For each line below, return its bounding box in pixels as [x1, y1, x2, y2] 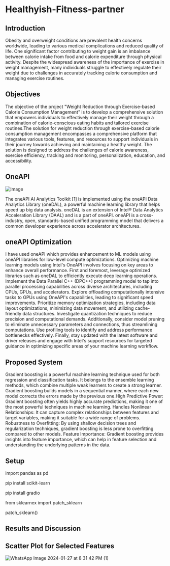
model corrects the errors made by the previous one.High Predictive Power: [5, 393, 163, 399]
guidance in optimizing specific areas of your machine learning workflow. [5, 343, 159, 349]
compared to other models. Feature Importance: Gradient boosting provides [5, 431, 164, 437]
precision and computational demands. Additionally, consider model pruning [5, 316, 165, 322]
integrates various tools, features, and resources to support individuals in [5, 136, 158, 142]
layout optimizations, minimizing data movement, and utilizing [5, 305, 134, 311]
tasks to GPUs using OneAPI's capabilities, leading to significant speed [5, 294, 154, 301]
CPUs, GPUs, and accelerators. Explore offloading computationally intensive [5, 289, 165, 295]
